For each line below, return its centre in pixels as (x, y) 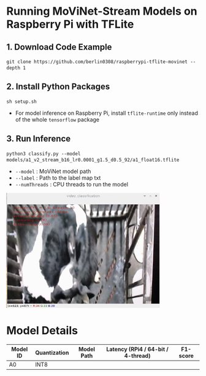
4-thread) (137, 356)
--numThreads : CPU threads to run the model (72, 184)
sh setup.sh (21, 102)
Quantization (52, 352)
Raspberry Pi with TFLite (70, 24)
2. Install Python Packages (58, 87)
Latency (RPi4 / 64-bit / (137, 349)
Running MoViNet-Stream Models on (102, 11)
